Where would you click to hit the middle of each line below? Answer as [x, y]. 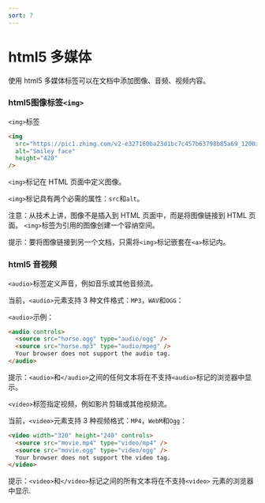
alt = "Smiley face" [46, 151]
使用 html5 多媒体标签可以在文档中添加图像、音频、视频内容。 [109, 81]
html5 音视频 [33, 265]
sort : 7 [21, 15]
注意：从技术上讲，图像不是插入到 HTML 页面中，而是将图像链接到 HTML [127, 216]
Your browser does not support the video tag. [93, 458]
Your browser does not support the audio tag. [93, 354]
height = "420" [37, 159]
